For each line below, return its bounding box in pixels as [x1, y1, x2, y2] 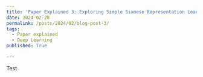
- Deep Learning [11, 37, 53, 43]
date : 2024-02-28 [6, 15, 50, 21]
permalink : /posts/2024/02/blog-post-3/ [6, 20, 110, 26]
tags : [6, 25, 20, 32]
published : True [6, 43, 47, 49]
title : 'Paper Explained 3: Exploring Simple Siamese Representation [6, 8, 185, 15]
